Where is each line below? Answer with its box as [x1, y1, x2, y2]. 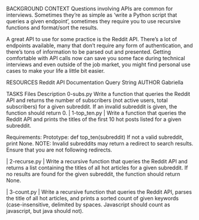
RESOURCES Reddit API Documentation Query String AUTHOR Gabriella [6, 79, 183, 86]
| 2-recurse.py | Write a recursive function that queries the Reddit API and [6, 158, 188, 165]
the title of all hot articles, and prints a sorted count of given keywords [6, 195, 179, 202]
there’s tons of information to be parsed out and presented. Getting [6, 48, 172, 55]
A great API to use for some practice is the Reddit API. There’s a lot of [6, 36, 177, 42]
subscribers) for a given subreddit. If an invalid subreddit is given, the [6, 103, 177, 110]
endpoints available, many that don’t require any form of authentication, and [6, 42, 193, 49]
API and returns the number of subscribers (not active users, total [6, 97, 169, 104]
